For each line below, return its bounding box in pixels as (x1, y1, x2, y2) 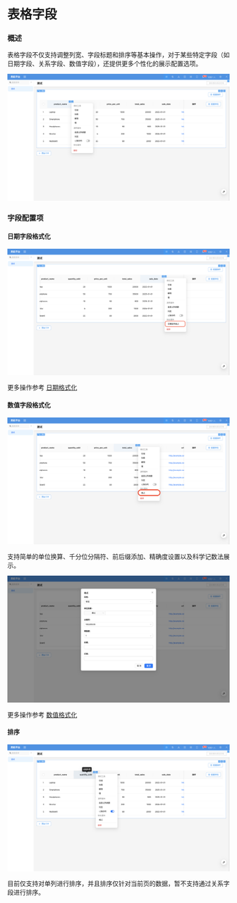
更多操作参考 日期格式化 (7, 383, 78, 392)
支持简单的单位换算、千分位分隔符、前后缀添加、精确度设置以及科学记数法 (7, 552, 224, 560)
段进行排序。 (7, 887, 44, 896)
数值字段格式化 (7, 401, 51, 410)
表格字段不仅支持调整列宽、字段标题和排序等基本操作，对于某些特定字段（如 (7, 51, 230, 59)
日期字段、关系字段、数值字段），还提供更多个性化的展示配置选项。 (7, 59, 202, 68)
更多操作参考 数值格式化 (7, 710, 78, 719)
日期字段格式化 (7, 232, 51, 240)
